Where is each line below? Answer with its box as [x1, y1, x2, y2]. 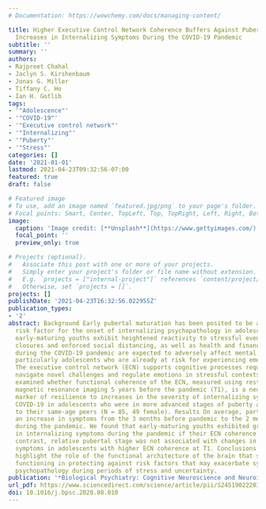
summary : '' [8, 48, 47, 56]
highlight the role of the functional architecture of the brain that [15, 452, 253, 460]
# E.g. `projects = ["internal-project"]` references [8, 275, 196, 283]
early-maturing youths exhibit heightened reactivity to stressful [15, 334, 243, 342]
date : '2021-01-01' [8, 158, 73, 166]
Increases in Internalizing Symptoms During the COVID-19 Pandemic [15, 33, 243, 41]
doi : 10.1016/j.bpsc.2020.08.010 [8, 488, 119, 497]
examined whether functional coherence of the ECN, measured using [15, 378, 243, 386]
